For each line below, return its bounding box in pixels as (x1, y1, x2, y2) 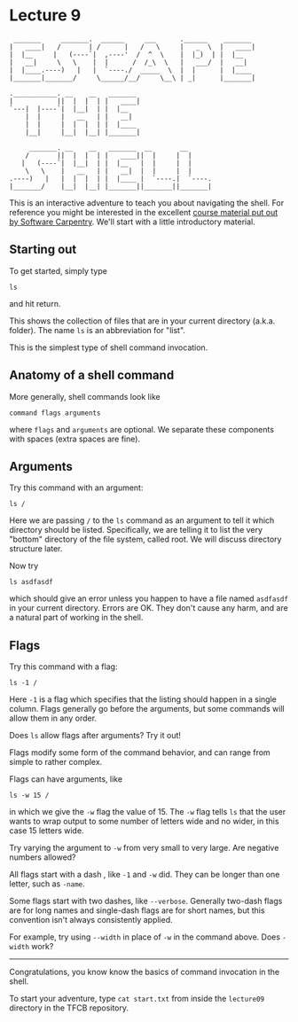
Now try (9, 560, 39, 572)
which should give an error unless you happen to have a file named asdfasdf (9, 593, 288, 604)
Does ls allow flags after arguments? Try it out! (9, 730, 182, 741)
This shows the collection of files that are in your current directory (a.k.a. (9, 316, 276, 326)
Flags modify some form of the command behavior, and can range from (9, 747, 271, 758)
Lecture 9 (9, 5, 82, 26)
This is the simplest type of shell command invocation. (9, 342, 208, 353)
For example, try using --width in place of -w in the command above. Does (9, 932, 281, 942)
